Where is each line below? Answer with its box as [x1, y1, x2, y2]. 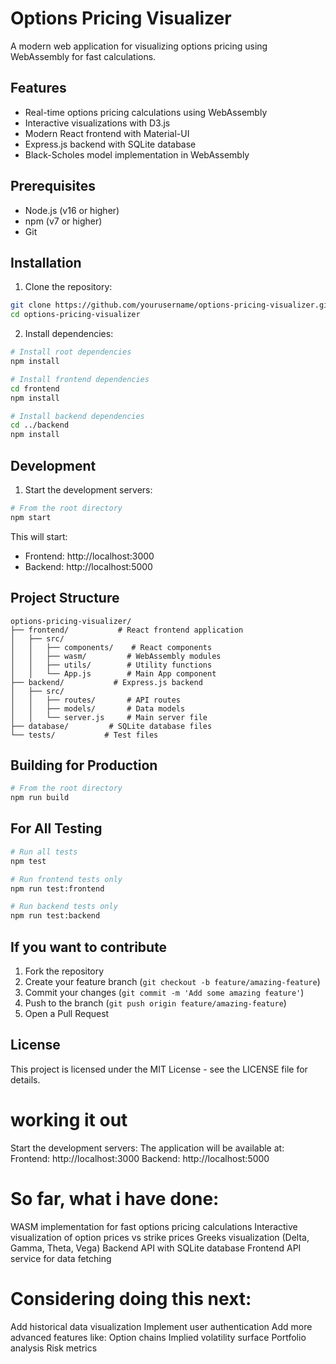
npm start [10, 512, 52, 522]
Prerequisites [10, 178, 96, 195]
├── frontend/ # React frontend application [10, 625, 244, 635]
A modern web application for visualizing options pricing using [10, 40, 268, 52]
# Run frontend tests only [10, 874, 123, 884]
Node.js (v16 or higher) [24, 204, 120, 216]
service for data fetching [10, 1252, 112, 1264]
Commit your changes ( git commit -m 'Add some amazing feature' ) [24, 986, 305, 998]
